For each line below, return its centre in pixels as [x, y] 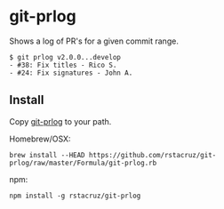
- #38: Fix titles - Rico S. [63, 65]
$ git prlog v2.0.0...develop [65, 57]
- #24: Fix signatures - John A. [71, 73]
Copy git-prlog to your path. [60, 121]
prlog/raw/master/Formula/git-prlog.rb [83, 163]
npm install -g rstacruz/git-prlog [75, 196]
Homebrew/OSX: [40, 139]
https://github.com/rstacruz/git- [152, 155]
